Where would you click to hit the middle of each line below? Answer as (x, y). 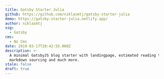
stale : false (18, 64)
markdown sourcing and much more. (44, 60)
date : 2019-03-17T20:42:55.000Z (38, 46)
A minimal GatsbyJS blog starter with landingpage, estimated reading (83, 55)
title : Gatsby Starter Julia (35, 10)
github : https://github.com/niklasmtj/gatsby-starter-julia (68, 14)
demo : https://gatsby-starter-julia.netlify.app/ (57, 19)
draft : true (17, 69)
